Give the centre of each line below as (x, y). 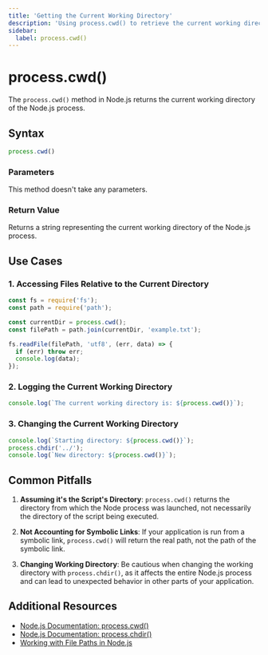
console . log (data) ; (48, 359)
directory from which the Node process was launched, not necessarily (135, 508)
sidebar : (23, 30)
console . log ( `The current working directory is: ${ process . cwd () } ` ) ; (126, 403)
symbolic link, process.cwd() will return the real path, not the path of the (138, 541)
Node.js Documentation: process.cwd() (84, 625)
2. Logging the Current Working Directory (91, 387)
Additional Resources (63, 607)
